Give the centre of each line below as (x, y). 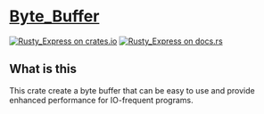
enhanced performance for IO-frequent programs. (101, 100)
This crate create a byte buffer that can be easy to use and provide (132, 90)
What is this (43, 69)
